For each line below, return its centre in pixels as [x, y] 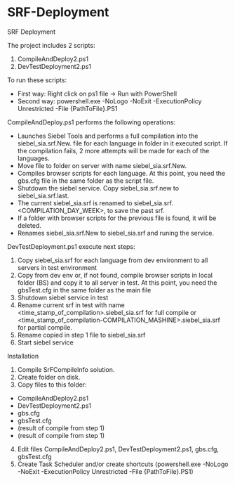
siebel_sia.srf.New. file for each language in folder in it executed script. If [122, 143]
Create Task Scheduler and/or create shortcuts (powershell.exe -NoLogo [123, 464]
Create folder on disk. [49, 377]
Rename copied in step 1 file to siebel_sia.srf [81, 335]
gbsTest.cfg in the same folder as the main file [84, 290]
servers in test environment [57, 267]
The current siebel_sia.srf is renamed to [75, 203]
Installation [23, 356]
